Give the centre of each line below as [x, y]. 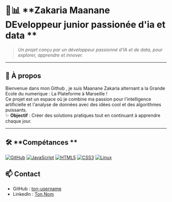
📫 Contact [23, 174]
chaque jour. [18, 121]
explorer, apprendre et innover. [50, 55]
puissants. [16, 110]
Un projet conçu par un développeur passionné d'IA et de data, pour [90, 49]
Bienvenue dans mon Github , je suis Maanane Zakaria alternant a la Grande [85, 88]
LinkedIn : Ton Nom [33, 194]
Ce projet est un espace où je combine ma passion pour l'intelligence [78, 99]
